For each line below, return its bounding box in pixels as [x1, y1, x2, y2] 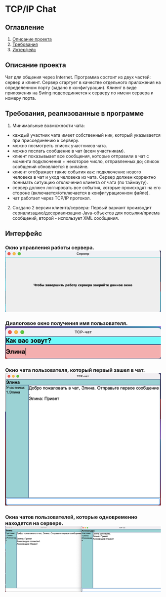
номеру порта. [5, 95, 36, 101]
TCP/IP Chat [5, 3, 56, 15]
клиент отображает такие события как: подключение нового [12, 169, 142, 175]
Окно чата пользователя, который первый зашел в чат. [5, 366, 145, 373]
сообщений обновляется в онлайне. [12, 163, 89, 169]
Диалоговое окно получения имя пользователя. [5, 319, 128, 326]
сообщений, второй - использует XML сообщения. [12, 215, 120, 221]
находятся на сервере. [5, 520, 63, 527]
